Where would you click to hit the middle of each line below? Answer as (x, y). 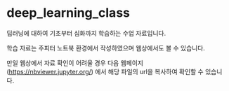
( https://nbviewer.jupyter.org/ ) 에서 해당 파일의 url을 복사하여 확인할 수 (105, 71)
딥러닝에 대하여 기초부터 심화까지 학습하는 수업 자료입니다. (86, 33)
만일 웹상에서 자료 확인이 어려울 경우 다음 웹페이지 (75, 63)
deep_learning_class (68, 13)
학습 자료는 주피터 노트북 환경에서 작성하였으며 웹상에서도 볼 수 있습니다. (106, 48)
